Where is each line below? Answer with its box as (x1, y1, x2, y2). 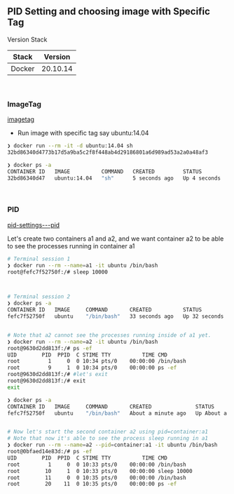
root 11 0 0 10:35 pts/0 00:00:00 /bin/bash (7, 474, 187, 481)
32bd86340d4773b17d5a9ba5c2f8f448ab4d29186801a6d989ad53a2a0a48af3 (7, 149, 209, 156)
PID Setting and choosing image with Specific (7, 6, 210, 18)
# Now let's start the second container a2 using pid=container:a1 (7, 428, 209, 436)
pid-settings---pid (7, 220, 60, 229)
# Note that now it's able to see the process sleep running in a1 (7, 435, 209, 442)
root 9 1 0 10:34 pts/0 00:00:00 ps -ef (7, 364, 177, 371)
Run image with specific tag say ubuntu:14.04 (17, 129, 149, 138)
